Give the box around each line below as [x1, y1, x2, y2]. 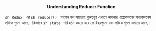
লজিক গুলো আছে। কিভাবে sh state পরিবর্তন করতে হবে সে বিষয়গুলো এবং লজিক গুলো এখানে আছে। [5, 20, 151, 26]
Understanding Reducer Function [47, 3, 116, 9]
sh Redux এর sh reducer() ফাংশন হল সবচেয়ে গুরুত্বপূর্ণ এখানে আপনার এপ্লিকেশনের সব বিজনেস [5, 15, 151, 20]
